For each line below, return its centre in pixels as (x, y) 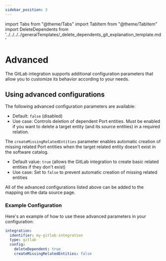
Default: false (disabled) (37, 116)
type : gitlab (23, 240)
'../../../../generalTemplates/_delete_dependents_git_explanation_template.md (83, 34)
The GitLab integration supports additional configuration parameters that (79, 74)
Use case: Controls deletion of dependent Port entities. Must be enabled (86, 121)
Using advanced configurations (55, 94)
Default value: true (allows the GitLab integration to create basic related (85, 162)
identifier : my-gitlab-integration (46, 235)
